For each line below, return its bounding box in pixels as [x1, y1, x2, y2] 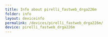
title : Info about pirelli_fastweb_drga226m [5, 7, 97, 12]
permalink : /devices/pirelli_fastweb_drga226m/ [5, 20, 104, 25]
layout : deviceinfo [5, 16, 45, 21]
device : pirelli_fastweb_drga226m [5, 25, 75, 30]
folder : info [5, 12, 32, 16]
